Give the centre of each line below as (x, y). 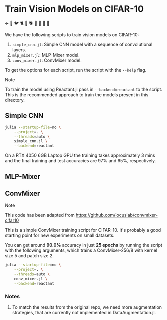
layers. (19, 50)
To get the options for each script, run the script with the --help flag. (76, 70)
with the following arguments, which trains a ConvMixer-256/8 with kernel (81, 250)
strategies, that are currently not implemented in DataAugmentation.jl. (84, 312)
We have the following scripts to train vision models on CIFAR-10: (72, 35)
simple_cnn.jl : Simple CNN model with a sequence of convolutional (82, 44)
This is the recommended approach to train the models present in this (77, 95)
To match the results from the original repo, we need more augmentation (87, 307)
